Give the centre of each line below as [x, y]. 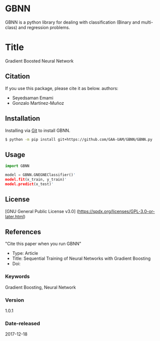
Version [15, 300]
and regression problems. [44, 27]
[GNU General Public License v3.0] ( [42, 211]
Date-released [23, 323]
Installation [23, 119]
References [23, 232]
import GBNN [17, 166]
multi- [147, 22]
